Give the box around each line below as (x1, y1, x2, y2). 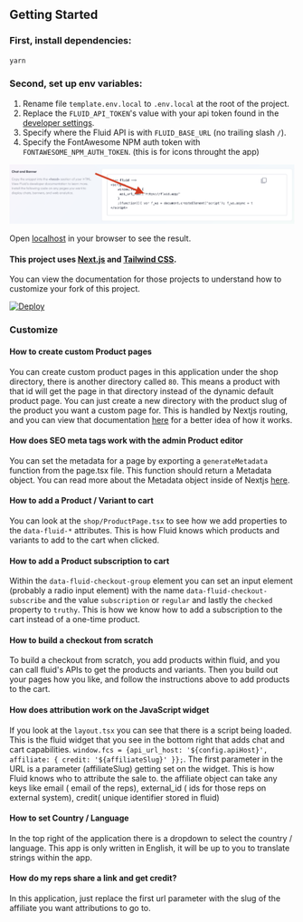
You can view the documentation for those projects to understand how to (9, 274, 282, 284)
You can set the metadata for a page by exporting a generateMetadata (9, 455, 269, 466)
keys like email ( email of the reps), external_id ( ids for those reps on (9, 783, 267, 793)
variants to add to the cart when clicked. (9, 534, 160, 546)
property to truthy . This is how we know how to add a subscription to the (9, 604, 283, 615)
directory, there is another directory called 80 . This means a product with (9, 376, 280, 387)
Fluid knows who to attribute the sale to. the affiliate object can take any (9, 773, 278, 783)
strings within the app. (9, 851, 93, 863)
